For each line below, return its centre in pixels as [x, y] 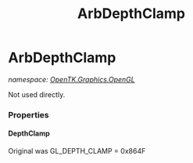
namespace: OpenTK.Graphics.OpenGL [71, 79]
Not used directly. [37, 94]
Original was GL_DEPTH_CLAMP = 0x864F [77, 151]
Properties [29, 114]
